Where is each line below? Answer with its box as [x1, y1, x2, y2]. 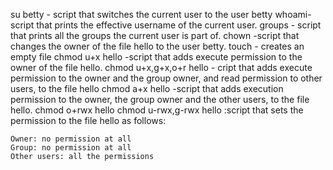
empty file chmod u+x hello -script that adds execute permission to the [10, 51, 303, 63]
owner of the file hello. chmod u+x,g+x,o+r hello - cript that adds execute [10, 62, 313, 73]
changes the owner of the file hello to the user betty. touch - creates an [10, 40, 305, 52]
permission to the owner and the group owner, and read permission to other [10, 72, 323, 84]
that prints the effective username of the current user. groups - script [36, 19, 322, 31]
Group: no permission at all [10, 143, 132, 153]
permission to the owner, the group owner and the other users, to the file [10, 94, 310, 105]
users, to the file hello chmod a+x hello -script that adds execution [10, 83, 284, 94]
